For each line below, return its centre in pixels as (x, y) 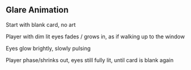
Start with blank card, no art (41, 24)
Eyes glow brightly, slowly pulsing (48, 48)
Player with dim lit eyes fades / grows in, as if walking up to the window (95, 37)
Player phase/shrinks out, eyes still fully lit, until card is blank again (90, 60)
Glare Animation (37, 10)
